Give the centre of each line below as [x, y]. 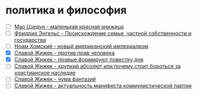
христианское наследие [45, 73]
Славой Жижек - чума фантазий [55, 79]
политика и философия [66, 10]
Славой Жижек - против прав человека [64, 53]
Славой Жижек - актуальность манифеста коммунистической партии [103, 86]
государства [30, 40]
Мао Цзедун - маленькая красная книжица [69, 27]
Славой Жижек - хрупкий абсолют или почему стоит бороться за [98, 66]
